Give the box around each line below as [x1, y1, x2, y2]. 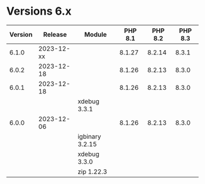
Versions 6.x [6, 4, 72, 18]
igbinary [77, 132, 101, 141]
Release [43, 30, 67, 39]
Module [84, 30, 107, 39]
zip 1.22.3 [77, 167, 107, 175]
